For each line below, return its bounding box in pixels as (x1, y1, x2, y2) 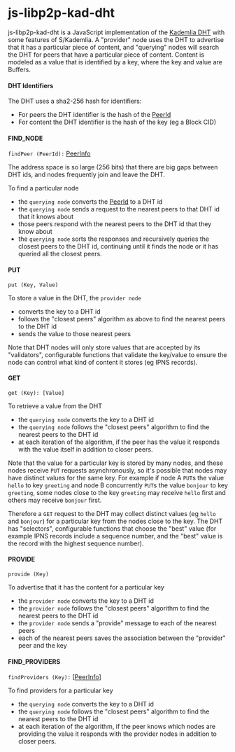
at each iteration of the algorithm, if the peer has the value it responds (17, 438, 220, 446)
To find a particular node (8, 184, 79, 193)
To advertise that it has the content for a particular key (8, 583, 165, 591)
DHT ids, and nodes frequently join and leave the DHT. (8, 170, 165, 179)
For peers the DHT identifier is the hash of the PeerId (17, 111, 171, 119)
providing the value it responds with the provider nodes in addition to (17, 730, 218, 738)
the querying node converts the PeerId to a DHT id (17, 197, 163, 206)
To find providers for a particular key (8, 686, 114, 695)
